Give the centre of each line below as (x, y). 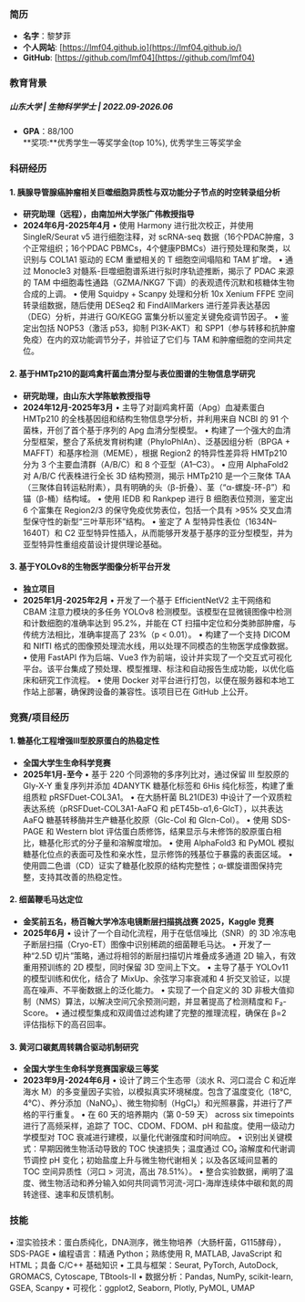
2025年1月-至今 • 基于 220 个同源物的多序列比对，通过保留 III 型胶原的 (156, 774)
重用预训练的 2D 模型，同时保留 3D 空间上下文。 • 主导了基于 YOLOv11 (155, 967)
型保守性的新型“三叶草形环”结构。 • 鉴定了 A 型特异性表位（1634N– (150, 521)
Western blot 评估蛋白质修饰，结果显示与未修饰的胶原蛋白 (165, 831)
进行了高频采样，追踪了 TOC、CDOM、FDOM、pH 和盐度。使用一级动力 (159, 1126)
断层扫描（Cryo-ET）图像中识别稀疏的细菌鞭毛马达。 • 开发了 (147, 945)
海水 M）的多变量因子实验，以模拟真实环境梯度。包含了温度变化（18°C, (157, 1092)
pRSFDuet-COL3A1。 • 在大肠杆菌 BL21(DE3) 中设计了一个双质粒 (171, 797)
